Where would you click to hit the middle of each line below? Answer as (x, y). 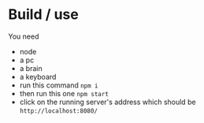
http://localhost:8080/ (59, 111)
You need (24, 36)
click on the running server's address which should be (108, 102)
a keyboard (38, 76)
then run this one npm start (64, 93)
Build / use (43, 15)
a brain (31, 68)
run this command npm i (59, 85)
